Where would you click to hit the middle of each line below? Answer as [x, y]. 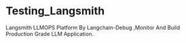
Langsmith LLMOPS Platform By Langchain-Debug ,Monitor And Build [93, 27]
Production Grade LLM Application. [50, 33]
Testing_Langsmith [55, 11]
